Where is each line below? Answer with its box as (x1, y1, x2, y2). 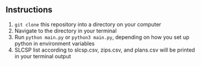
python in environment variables (14, 40, 95, 47)
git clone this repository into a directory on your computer (14, 20, 161, 28)
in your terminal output (14, 52, 71, 59)
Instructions (5, 5, 53, 15)
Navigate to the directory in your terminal (14, 27, 117, 34)
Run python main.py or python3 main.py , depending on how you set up (14, 33, 190, 41)
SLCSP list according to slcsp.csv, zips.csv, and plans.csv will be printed (14, 46, 196, 53)
